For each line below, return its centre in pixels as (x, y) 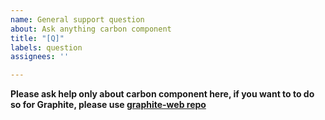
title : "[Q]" (37, 38)
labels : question (46, 47)
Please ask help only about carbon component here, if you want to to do (162, 94)
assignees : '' (40, 57)
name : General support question (77, 19)
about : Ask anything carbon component (91, 29)
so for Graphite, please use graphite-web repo (108, 105)
